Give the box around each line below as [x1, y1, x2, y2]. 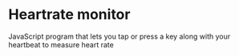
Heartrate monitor [8, 6, 131, 24]
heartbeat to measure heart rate [8, 39, 114, 49]
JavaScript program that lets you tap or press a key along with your [8, 32, 231, 41]
